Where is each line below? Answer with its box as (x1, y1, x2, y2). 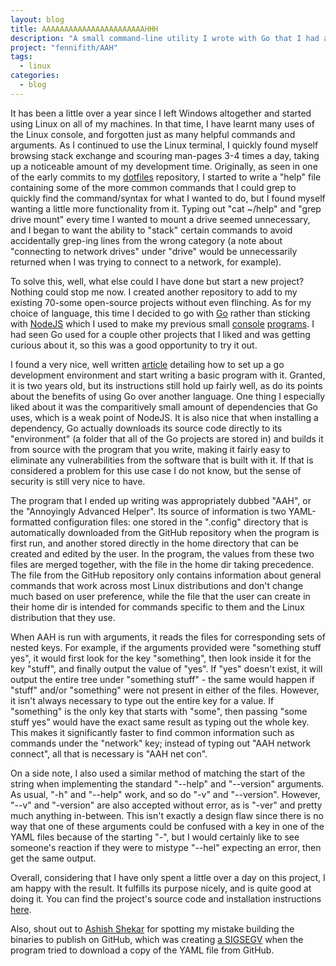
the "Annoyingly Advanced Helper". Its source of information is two (10, 505, 287, 517)
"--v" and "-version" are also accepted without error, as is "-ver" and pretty (10, 799, 323, 811)
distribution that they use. (10, 611, 116, 623)
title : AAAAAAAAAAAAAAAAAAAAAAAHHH (10, 24, 159, 34)
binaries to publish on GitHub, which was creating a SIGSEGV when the (10, 933, 304, 945)
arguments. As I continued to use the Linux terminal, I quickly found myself (10, 139, 319, 151)
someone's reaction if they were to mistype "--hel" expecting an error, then (10, 841, 322, 853)
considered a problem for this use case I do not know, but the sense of (10, 464, 302, 476)
